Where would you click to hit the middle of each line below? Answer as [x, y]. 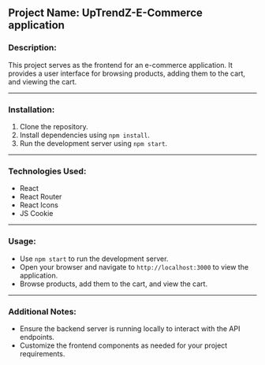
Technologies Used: [47, 171]
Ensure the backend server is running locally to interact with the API [130, 328]
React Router [41, 197]
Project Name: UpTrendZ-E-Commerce [105, 13]
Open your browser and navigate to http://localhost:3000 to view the [134, 266]
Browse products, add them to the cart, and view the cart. [113, 284]
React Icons [39, 205]
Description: [32, 48]
